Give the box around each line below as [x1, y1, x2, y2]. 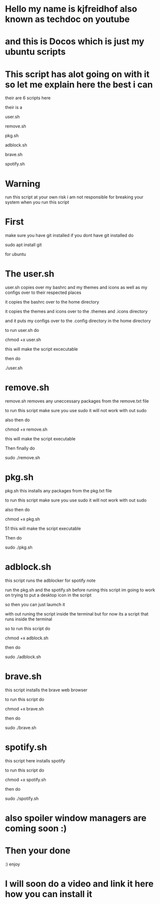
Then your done [5, 845, 71, 856]
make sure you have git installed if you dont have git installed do [5, 233, 134, 238]
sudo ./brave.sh [5, 724, 36, 730]
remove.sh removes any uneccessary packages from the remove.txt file [5, 398, 149, 404]
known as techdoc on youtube [5, 14, 130, 25]
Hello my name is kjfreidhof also [5, 3, 138, 15]
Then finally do [5, 445, 36, 451]
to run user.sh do [5, 327, 39, 333]
